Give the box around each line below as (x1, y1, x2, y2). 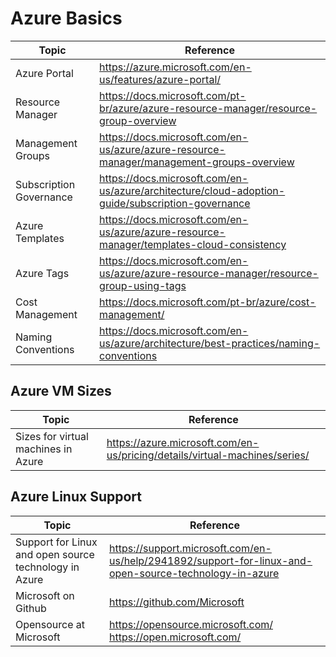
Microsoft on (15, 588, 75, 602)
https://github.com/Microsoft (108, 595, 245, 609)
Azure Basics (10, 7, 123, 30)
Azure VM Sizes (10, 383, 112, 400)
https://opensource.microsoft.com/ (108, 617, 274, 631)
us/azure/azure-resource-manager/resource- (99, 266, 319, 280)
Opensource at (15, 617, 86, 631)
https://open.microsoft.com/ (108, 630, 242, 644)
